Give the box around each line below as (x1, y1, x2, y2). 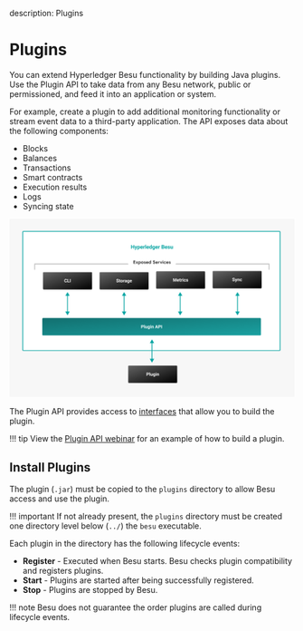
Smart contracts (22, 171, 83, 182)
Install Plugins (9, 460, 91, 475)
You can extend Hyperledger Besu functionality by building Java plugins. (9, 69, 281, 80)
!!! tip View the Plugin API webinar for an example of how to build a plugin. (9, 433, 285, 444)
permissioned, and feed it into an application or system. (9, 88, 217, 99)
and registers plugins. (22, 566, 104, 577)
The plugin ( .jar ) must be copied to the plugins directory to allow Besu (9, 484, 276, 495)
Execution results (22, 181, 88, 192)
